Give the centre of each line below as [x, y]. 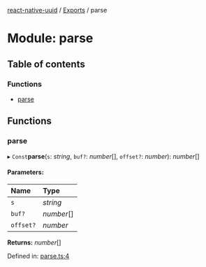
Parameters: [25, 172]
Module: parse [50, 38]
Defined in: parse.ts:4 [38, 256]
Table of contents [46, 64]
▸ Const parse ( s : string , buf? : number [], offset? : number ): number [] [104, 156]
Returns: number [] [34, 242]
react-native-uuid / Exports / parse [57, 10]
